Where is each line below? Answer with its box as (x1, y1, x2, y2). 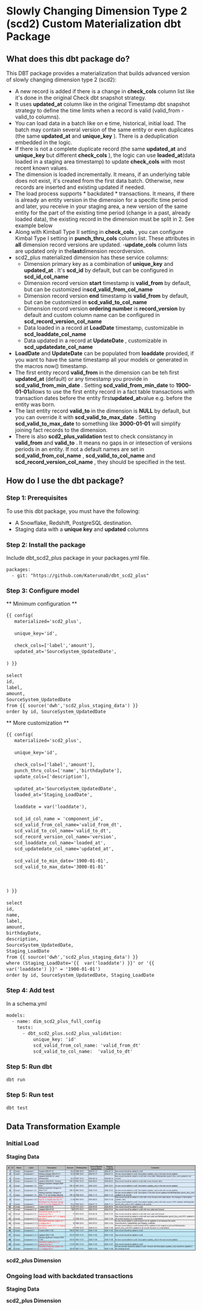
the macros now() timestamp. (14, 363, 88, 369)
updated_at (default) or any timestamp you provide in (14, 375, 148, 383)
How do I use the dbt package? (6, 476, 124, 486)
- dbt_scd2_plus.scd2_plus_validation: (22, 1030, 122, 1036)
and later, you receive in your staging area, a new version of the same (14, 203, 188, 210)
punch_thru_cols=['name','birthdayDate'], (14, 768, 122, 774)
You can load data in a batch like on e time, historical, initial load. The (14, 120, 186, 127)
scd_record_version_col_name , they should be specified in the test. (14, 458, 186, 466)
